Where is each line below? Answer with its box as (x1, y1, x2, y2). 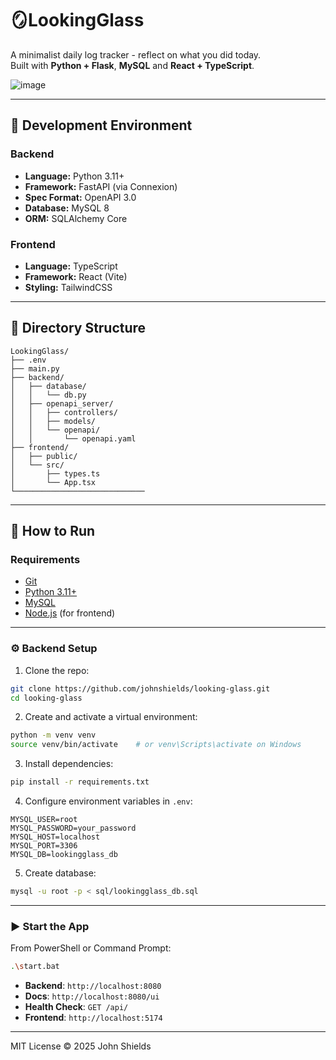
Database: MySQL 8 (24, 202, 110, 214)
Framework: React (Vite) (24, 270, 128, 282)
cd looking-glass (10, 693, 83, 703)
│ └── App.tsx (10, 477, 97, 487)
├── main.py (10, 363, 60, 374)
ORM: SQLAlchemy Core (24, 212, 128, 224)
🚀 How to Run (10, 523, 96, 540)
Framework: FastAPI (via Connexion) (24, 180, 178, 192)
